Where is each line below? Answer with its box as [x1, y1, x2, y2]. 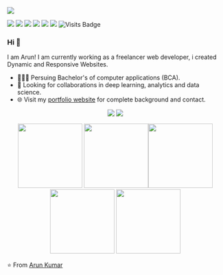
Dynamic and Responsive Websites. [7, 60, 108, 69]
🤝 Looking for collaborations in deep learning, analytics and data [16, 81, 200, 89]
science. [16, 88, 42, 97]
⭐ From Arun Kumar [7, 261, 63, 270]
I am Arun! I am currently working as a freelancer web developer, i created [7, 53, 218, 61]
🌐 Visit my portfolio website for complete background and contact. [16, 95, 206, 104]
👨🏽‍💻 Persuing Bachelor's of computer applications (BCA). [16, 73, 180, 82]
